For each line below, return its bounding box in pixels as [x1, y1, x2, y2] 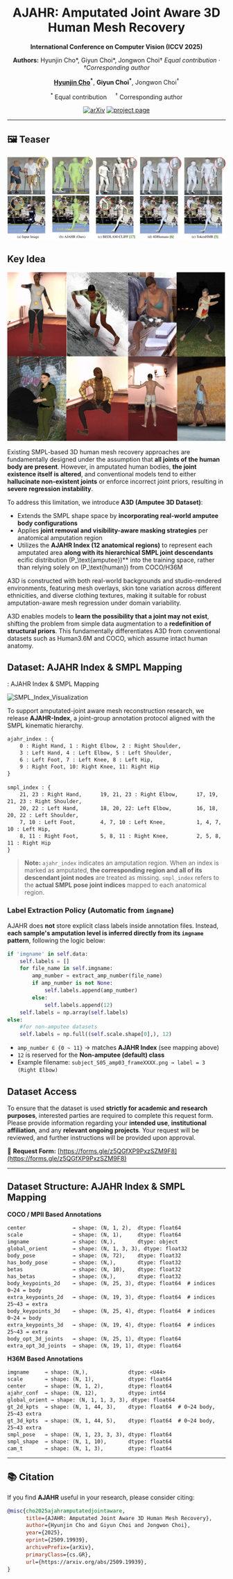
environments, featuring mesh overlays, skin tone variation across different [7, 584, 222, 592]
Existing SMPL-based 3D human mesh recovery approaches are [7, 447, 191, 456]
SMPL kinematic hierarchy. [7, 721, 84, 730]
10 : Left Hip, [7, 826, 51, 833]
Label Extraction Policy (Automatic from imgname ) [7, 906, 175, 915]
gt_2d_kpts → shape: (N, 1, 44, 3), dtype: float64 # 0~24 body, [7, 1403, 216, 1410]
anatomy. [7, 641, 34, 650]
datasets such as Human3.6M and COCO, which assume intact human [7, 634, 208, 642]
